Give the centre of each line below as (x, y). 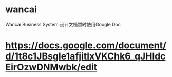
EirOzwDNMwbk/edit (51, 67)
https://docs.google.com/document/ (86, 45)
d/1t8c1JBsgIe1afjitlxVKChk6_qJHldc (85, 56)
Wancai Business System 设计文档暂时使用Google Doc (63, 24)
